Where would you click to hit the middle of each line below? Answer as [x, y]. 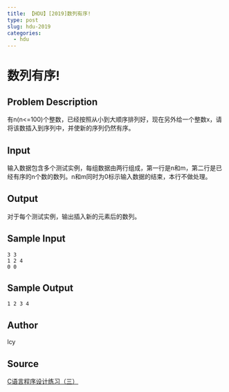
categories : [24, 33]
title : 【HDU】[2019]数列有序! [49, 14]
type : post [23, 20]
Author [22, 325]
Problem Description [53, 102]
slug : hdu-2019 [29, 26]
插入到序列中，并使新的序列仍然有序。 [80, 128]
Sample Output [40, 288]
